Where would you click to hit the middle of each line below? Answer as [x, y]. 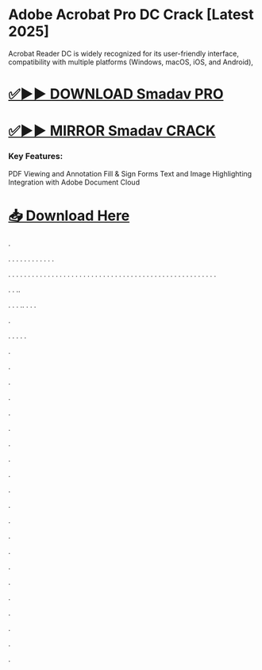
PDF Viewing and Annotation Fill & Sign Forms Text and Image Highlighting [130, 173]
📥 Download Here [69, 215]
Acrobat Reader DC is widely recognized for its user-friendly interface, [124, 53]
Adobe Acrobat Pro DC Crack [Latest [131, 15]
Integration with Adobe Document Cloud [74, 182]
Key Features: [36, 157]
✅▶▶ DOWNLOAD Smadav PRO [116, 94]
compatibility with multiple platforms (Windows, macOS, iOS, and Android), [131, 62]
